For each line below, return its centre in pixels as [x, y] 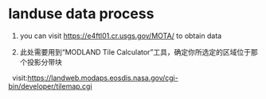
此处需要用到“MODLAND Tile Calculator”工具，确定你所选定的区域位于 [135, 51]
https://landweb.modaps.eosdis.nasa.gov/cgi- [103, 78]
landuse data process [81, 14]
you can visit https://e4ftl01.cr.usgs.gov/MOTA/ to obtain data [121, 36]
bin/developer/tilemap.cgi [51, 86]
